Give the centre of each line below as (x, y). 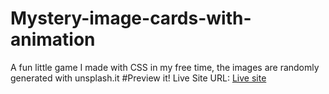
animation (53, 39)
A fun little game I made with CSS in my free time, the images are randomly (165, 67)
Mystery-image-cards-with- (131, 18)
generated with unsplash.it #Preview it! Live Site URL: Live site (138, 78)
